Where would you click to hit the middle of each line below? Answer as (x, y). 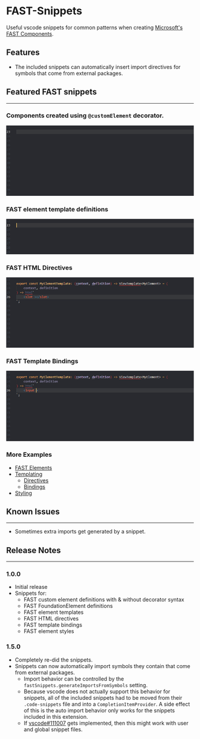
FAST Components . (30, 33)
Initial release (31, 587)
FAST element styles (49, 631)
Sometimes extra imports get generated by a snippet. (80, 532)
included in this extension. (56, 716)
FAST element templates (54, 612)
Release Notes (34, 550)
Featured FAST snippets (51, 92)
